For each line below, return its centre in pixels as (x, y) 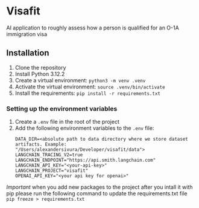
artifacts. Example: (41, 145)
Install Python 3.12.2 (40, 74)
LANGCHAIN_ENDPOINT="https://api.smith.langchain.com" (85, 161)
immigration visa (27, 34)
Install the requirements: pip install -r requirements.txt (88, 93)
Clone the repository (40, 67)
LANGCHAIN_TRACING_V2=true (49, 155)
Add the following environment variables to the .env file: (84, 128)
